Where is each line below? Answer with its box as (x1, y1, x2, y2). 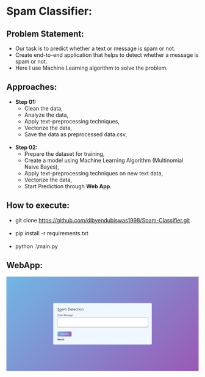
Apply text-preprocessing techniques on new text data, (24, 169, 164, 177)
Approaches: (6, 82, 57, 92)
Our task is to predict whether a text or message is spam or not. (15, 45, 176, 52)
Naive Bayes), (24, 163, 60, 170)
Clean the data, (24, 104, 63, 112)
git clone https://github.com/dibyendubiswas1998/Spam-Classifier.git (15, 216, 190, 224)
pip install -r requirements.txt (15, 229, 88, 236)
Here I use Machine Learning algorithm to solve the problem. (15, 64, 168, 71)
